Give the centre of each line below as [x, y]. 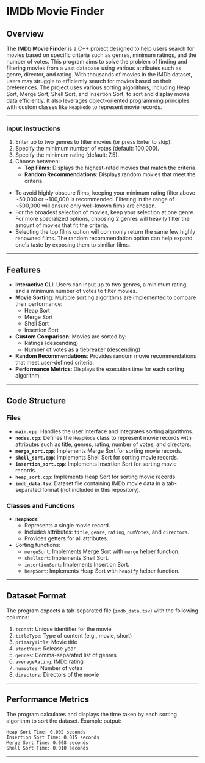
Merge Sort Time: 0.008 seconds [47, 743]
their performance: [39, 304]
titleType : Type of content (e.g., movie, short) [74, 635]
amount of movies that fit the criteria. [62, 225]
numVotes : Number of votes [49, 668]
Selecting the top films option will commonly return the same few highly [105, 232]
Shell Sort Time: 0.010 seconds [47, 748]
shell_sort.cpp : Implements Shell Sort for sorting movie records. [97, 457]
